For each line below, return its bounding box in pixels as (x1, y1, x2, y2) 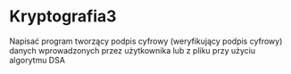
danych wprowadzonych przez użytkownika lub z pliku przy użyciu (9, 45, 256, 55)
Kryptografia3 (9, 6, 117, 27)
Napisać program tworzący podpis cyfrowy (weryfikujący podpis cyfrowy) (9, 36, 283, 46)
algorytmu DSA (9, 54, 65, 65)
